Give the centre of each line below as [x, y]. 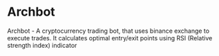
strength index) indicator [42, 45]
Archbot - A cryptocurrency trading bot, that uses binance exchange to [108, 31]
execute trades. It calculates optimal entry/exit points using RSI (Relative [110, 38]
